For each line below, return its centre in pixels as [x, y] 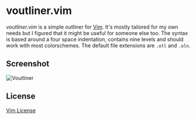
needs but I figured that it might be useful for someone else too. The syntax [97, 33]
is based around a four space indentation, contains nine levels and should [95, 39]
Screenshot [28, 64]
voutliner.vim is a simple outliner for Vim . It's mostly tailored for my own [92, 27]
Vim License [21, 110]
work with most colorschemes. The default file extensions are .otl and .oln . [98, 45]
